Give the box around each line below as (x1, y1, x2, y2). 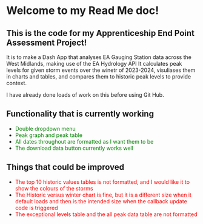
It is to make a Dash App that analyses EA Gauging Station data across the (6, 54, 192, 61)
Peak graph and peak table (15, 131, 83, 139)
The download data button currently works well (15, 144, 133, 152)
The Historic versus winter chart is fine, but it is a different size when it (15, 191, 192, 198)
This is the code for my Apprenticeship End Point (6, 28, 195, 38)
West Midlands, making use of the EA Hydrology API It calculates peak (6, 60, 182, 67)
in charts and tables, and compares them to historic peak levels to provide (6, 73, 191, 80)
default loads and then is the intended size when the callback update (15, 197, 188, 205)
